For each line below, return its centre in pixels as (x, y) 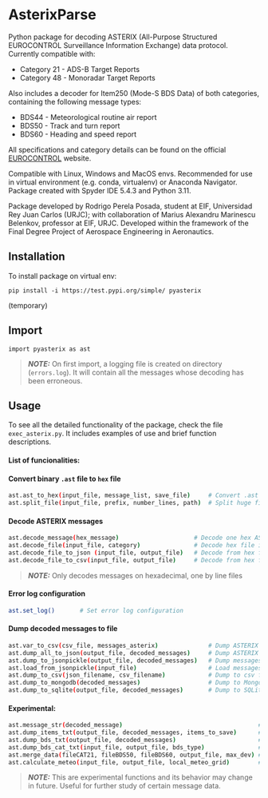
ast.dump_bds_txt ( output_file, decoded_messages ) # (135, 740)
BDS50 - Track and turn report (70, 125)
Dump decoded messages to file (63, 629)
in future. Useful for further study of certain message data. (124, 786)
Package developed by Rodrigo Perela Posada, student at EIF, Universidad (130, 206)
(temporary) (28, 305)
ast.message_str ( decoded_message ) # (135, 725)
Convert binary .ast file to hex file (65, 478)
